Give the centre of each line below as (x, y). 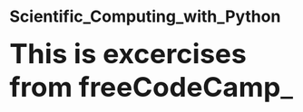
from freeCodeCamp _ (151, 87)
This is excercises (128, 53)
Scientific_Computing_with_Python (145, 17)
